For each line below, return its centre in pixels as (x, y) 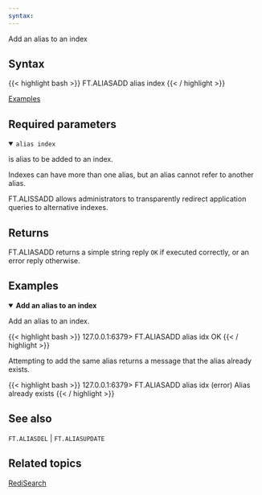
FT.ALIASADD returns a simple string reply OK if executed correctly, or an (129, 252)
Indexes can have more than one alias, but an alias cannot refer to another (131, 175)
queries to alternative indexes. (58, 208)
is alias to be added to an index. (61, 159)
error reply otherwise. (44, 261)
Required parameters (62, 124)
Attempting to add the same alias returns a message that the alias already (130, 361)
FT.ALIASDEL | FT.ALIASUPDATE (57, 438)
